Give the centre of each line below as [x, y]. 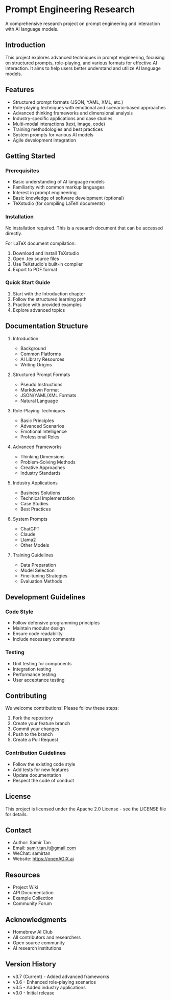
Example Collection [33, 898]
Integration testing [32, 669]
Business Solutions [40, 493]
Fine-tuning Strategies [44, 575]
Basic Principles [37, 421]
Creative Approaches [43, 467]
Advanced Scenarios [42, 426]
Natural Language [39, 401]
